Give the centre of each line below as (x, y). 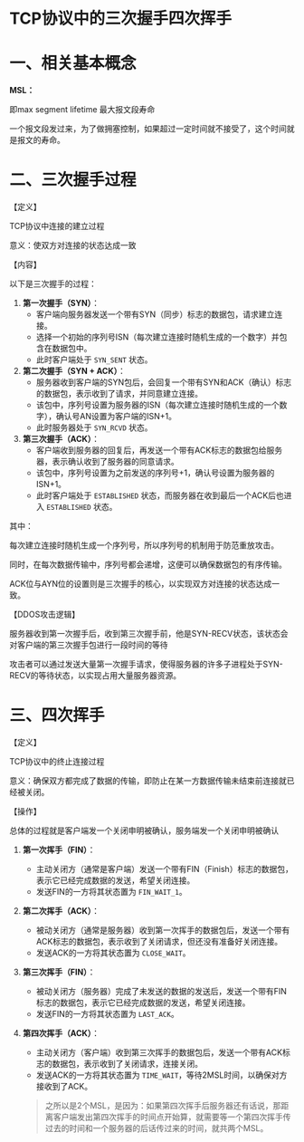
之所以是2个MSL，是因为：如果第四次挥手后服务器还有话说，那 (163, 1105)
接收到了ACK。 (64, 1086)
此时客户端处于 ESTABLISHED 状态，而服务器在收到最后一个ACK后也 (160, 495)
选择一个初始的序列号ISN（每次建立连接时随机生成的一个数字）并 (157, 337)
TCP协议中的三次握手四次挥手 (121, 19)
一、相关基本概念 (73, 63)
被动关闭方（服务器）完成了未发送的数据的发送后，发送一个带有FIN (161, 991)
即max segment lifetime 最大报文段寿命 (82, 110)
